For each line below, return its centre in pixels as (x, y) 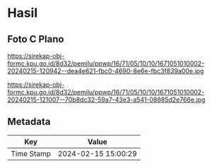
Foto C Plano (36, 39)
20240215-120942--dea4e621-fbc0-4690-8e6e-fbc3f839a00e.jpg (106, 71)
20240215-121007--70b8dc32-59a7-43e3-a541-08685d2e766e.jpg (106, 100)
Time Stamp (31, 153)
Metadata (29, 122)
